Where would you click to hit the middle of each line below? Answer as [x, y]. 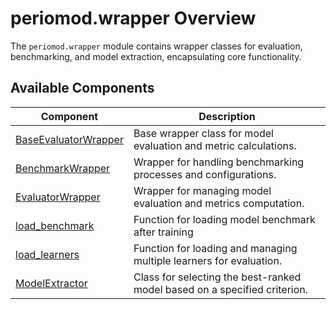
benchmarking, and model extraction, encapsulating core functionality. [156, 56]
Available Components [82, 88]
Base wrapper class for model [203, 133]
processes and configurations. [205, 174]
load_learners [47, 254]
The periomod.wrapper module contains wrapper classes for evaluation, [156, 46]
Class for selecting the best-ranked [217, 277]
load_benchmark [55, 225]
